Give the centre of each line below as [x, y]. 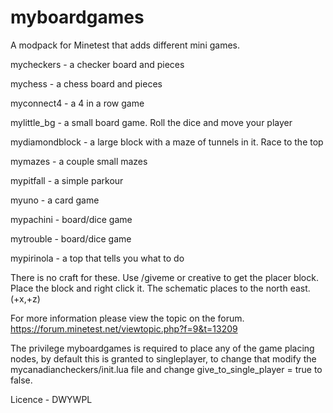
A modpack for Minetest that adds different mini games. [125, 45]
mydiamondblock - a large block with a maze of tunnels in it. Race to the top [167, 142]
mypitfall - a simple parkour [67, 180]
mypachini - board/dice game [71, 219]
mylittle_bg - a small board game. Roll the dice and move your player [151, 122]
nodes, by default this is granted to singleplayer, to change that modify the [163, 358]
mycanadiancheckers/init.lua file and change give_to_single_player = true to [166, 369]
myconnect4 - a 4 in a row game [77, 103]
